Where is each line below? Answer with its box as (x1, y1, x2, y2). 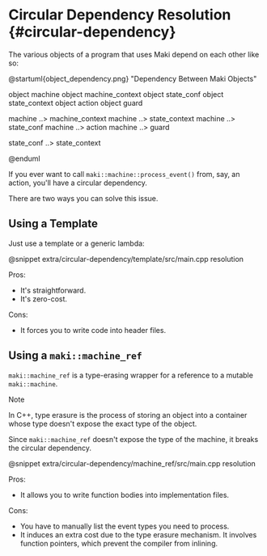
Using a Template (8, 217, 99, 231)
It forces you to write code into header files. (19, 325, 167, 335)
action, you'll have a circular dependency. (8, 178, 147, 187)
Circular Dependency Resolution (8, 6, 231, 24)
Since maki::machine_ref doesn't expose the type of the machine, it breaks (8, 434, 259, 444)
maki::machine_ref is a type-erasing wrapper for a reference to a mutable (8, 370, 253, 380)
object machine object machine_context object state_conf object (8, 89, 224, 99)
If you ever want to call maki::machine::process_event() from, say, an (8, 169, 240, 179)
